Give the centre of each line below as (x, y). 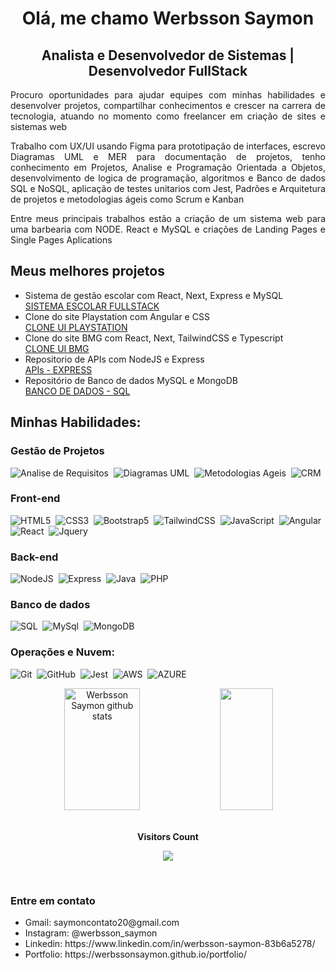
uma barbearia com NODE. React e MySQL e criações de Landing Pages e (168, 229)
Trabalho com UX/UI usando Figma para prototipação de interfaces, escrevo (168, 146)
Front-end (35, 499)
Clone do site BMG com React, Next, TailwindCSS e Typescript (154, 338)
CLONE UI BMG (57, 348)
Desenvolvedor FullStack (168, 70)
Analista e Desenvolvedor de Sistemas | (168, 55)
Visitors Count (168, 836)
